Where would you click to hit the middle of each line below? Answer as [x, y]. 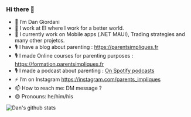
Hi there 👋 [21, 9]
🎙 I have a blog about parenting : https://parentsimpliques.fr [86, 47]
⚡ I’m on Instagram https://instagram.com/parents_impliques [88, 79]
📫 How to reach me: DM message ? [58, 88]
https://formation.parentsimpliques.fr [59, 64]
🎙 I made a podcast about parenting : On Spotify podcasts [84, 71]
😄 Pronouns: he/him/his [44, 97]
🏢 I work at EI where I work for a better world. [69, 28]
